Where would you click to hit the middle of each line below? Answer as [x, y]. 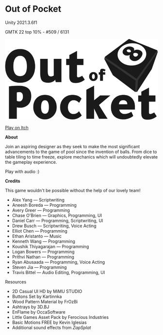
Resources [16, 282]
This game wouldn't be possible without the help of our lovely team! [73, 191]
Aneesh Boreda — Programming [44, 205]
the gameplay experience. [31, 162]
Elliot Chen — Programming [40, 231]
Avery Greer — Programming [41, 210]
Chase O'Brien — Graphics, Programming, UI [57, 216]
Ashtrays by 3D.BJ [31, 307]
